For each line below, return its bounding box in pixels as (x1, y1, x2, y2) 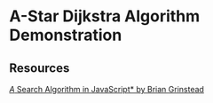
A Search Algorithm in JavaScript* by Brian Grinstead (9, 84, 204, 94)
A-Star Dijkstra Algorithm (9, 6, 201, 27)
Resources (9, 60, 70, 75)
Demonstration (9, 25, 122, 45)
